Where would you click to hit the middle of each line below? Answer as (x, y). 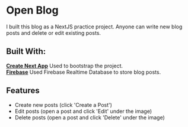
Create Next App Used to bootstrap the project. (65, 66)
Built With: (26, 52)
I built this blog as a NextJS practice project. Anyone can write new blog (94, 27)
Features (23, 91)
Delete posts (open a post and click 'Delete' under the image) (90, 117)
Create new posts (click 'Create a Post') (63, 105)
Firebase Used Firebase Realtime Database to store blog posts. (84, 72)
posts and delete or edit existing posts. (54, 32)
